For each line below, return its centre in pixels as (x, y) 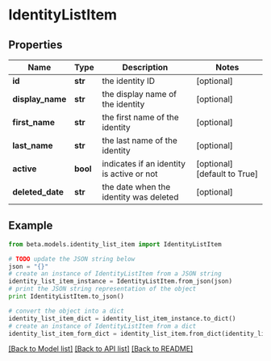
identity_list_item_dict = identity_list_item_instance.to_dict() (122, 318)
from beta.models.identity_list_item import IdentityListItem (115, 244)
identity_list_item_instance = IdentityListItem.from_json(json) (120, 281)
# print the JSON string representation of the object (102, 289)
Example (31, 226)
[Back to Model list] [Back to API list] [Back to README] (101, 349)
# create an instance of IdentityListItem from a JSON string (115, 274)
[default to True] (227, 174)
